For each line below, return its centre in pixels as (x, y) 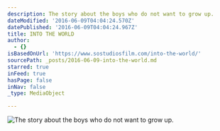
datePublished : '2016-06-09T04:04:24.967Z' (73, 27)
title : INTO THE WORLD (41, 34)
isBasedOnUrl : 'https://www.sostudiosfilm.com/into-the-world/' (104, 54)
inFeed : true (27, 73)
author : (19, 41)
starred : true (28, 67)
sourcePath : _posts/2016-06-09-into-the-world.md (82, 61)
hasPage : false (30, 80)
